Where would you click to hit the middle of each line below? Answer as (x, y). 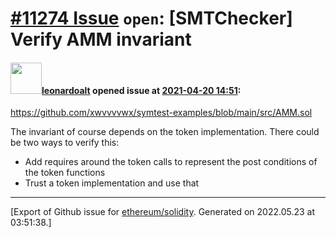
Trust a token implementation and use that (112, 183)
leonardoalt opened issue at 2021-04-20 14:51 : (141, 90)
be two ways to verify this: (65, 143)
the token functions (65, 173)
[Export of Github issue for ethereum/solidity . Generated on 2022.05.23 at (163, 212)
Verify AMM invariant (101, 39)
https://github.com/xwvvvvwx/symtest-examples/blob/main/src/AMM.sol (161, 113)
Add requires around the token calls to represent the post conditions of (171, 162)
